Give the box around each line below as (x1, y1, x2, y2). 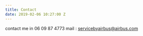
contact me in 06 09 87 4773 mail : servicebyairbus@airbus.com (5, 25, 139, 31)
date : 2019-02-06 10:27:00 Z (5, 12, 66, 17)
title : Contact (5, 7, 37, 12)
